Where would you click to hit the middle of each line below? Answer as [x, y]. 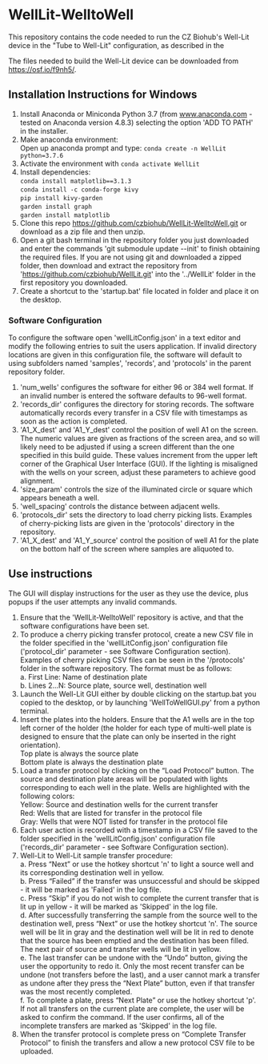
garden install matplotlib [65, 215]
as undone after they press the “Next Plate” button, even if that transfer [137, 983]
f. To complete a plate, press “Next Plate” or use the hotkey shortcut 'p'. [138, 1000]
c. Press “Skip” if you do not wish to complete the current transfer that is [139, 897]
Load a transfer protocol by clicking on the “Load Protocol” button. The [137, 770]
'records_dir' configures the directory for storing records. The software [137, 404]
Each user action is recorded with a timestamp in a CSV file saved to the [139, 829]
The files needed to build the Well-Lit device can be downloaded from [123, 61]
